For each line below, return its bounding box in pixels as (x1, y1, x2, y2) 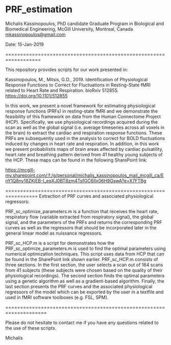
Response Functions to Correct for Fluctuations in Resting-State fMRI (5, 82, 151, 88)
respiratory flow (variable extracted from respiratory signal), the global (5, 214, 154, 220)
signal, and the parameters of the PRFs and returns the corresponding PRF (5, 219, 162, 225)
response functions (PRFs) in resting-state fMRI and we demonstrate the (5, 108, 158, 114)
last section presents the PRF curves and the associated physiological (5, 283, 153, 289)
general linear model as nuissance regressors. (5, 230, 103, 236)
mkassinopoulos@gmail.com (5, 31, 66, 37)
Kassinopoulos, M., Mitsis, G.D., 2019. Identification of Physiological (5, 76, 148, 82)
